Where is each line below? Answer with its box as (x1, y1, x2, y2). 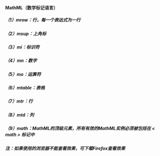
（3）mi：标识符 (5, 44, 40, 50)
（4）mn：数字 (5, 57, 37, 63)
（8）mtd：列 (5, 111, 34, 117)
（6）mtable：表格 (5, 85, 45, 91)
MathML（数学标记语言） (5, 4, 58, 10)
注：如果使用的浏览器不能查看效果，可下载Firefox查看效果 (5, 145, 125, 151)
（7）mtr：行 (5, 98, 33, 104)
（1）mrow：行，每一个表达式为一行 (5, 17, 81, 23)
